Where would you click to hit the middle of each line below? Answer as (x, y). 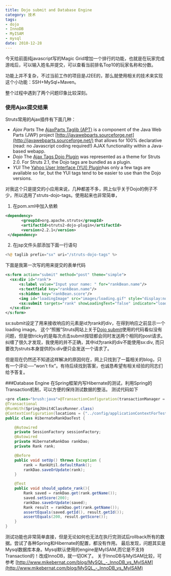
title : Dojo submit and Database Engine (49, 10)
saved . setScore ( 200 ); (47, 498)
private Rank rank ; (35, 446)
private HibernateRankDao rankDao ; (52, 442)
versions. (22, 179)
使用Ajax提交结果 (27, 107)
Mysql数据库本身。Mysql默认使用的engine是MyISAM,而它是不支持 (75, 549)
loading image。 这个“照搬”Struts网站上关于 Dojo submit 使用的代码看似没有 (84, 330)
